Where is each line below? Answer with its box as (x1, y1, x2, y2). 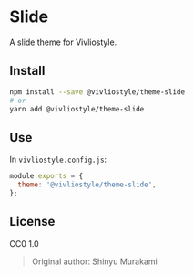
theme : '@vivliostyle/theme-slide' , (17, 180, 157, 189)
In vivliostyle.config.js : (9, 154, 107, 165)
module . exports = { (9, 172, 84, 181)
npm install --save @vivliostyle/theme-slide (9, 87, 185, 97)
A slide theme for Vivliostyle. (9, 37, 117, 48)
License (9, 214, 56, 229)
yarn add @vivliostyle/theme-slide (9, 104, 145, 113)
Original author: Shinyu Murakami (31, 256, 158, 267)
